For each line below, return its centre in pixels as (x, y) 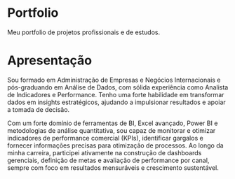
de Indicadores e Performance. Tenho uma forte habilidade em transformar (116, 94)
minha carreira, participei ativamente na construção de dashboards (105, 152)
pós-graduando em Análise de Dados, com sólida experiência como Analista (118, 87)
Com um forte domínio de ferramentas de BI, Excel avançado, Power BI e (113, 123)
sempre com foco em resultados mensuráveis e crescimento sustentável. (113, 167)
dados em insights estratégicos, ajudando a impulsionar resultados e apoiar (116, 102)
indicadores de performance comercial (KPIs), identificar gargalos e (105, 138)
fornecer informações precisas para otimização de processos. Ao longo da (115, 145)
